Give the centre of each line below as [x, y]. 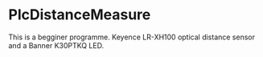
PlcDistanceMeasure [80, 15]
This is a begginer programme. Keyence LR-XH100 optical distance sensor [132, 37]
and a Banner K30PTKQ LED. [56, 45]
